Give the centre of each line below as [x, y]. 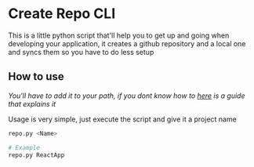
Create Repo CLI [62, 14]
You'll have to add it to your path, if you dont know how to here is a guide [127, 96]
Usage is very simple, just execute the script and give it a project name [122, 119]
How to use [36, 76]
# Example [24, 147]
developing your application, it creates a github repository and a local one [127, 43]
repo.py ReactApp [36, 155]
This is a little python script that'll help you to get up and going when [119, 35]
